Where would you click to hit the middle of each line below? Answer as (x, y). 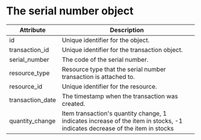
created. (74, 104)
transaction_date (33, 100)
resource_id (26, 86)
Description (127, 30)
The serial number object (70, 11)
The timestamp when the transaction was (120, 96)
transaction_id (29, 50)
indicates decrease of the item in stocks (118, 128)
